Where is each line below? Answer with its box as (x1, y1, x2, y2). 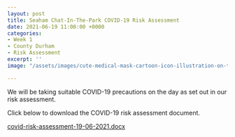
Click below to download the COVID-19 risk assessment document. (7, 108, 201, 117)
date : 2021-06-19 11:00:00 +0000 (7, 23, 105, 30)
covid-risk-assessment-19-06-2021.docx (7, 122, 126, 130)
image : (7, 62, 27, 69)
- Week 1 (7, 36, 33, 43)
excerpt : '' (7, 56, 42, 63)
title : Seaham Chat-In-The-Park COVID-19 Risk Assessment (7, 17, 180, 24)
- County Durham (7, 43, 55, 50)
